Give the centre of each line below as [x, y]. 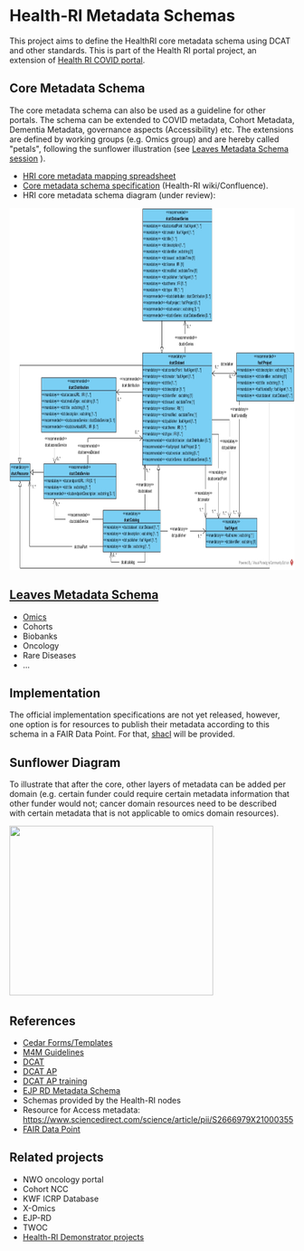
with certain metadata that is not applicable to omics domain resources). [144, 813]
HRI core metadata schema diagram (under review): [119, 194]
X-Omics [39, 1208]
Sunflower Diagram [65, 762]
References [43, 1021]
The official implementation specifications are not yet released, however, [145, 715]
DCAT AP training [55, 1081]
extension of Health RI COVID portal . [77, 60]
